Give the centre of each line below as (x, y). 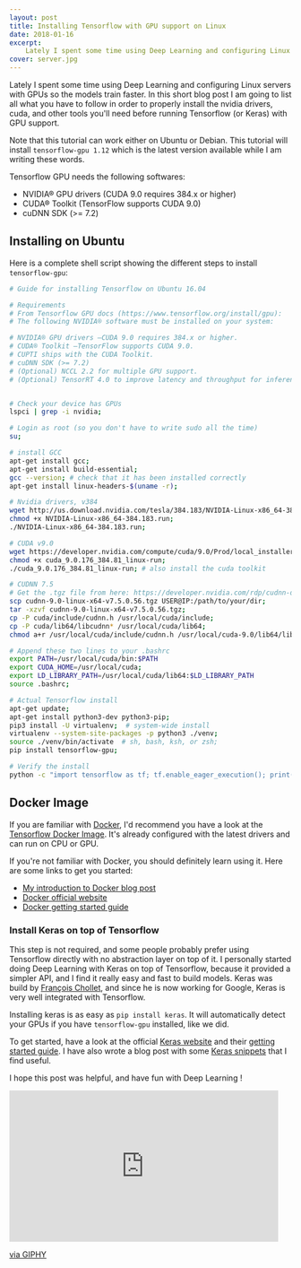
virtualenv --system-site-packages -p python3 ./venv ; (114, 734)
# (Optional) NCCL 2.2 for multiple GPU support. (104, 371)
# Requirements (38, 305)
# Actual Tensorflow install (64, 700)
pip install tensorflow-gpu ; (64, 751)
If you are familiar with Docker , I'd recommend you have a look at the (136, 824)
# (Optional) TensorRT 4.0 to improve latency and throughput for (136, 379)
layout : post (34, 17)
